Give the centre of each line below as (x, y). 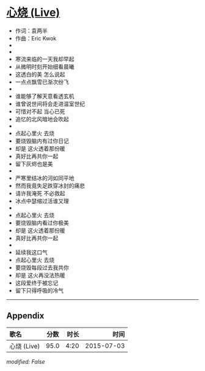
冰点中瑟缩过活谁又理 (42, 201)
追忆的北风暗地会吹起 (42, 119)
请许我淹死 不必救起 (40, 193)
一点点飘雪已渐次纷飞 (42, 82)
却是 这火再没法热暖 (40, 275)
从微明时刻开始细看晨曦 (45, 66)
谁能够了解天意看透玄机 (45, 96)
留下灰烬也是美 (34, 163)
